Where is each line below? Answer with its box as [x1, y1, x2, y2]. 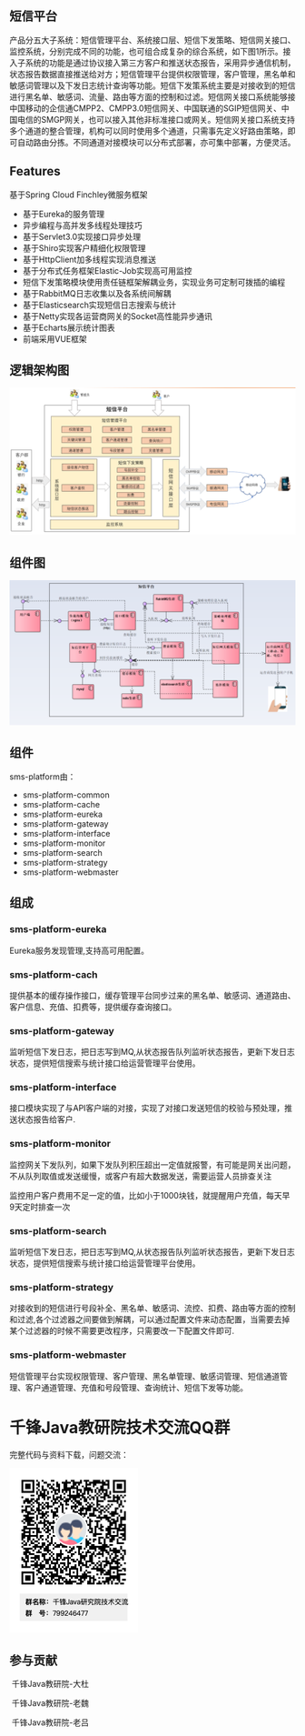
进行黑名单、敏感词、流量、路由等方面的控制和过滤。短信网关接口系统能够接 [9, 91, 296, 102]
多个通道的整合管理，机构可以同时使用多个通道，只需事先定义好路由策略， [9, 125, 288, 136]
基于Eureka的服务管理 [22, 208, 105, 219]
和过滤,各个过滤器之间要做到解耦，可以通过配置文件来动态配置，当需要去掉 [9, 1314, 290, 1325]
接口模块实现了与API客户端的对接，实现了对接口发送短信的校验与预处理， [9, 1103, 285, 1114]
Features [9, 164, 61, 179]
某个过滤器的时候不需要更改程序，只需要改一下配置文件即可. [9, 1326, 235, 1337]
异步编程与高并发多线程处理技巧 [22, 219, 143, 230]
